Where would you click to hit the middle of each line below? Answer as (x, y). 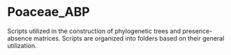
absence (20, 38)
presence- (198, 31)
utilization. (22, 45)
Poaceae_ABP (49, 12)
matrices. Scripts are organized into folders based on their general (129, 38)
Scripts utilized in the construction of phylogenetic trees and (94, 31)
